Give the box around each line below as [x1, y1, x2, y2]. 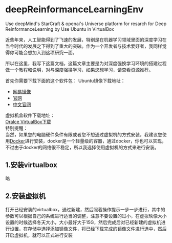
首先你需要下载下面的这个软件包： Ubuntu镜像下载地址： [5, 77, 125, 84]
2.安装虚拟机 [5, 192, 46, 200]
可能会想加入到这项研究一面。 [14, 49, 77, 55]
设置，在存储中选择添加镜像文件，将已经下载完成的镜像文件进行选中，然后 [9, 226, 167, 232]
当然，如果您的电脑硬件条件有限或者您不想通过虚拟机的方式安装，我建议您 [5, 131, 162, 137]
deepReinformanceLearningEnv [5, 4, 144, 15]
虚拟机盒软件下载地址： [5, 112, 55, 118]
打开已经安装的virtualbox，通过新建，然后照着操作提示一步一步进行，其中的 [5, 206, 165, 212]
